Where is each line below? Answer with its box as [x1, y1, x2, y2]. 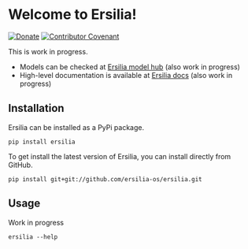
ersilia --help [8, 232, 58, 241]
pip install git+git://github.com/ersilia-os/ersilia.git [8, 175, 202, 183]
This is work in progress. [8, 46, 88, 56]
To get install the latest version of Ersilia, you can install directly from [8, 151, 231, 161]
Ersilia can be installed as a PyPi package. [8, 122, 144, 132]
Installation [8, 102, 65, 115]
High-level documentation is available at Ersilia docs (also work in [19, 70, 233, 80]
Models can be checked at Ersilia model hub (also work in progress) [19, 61, 240, 72]
